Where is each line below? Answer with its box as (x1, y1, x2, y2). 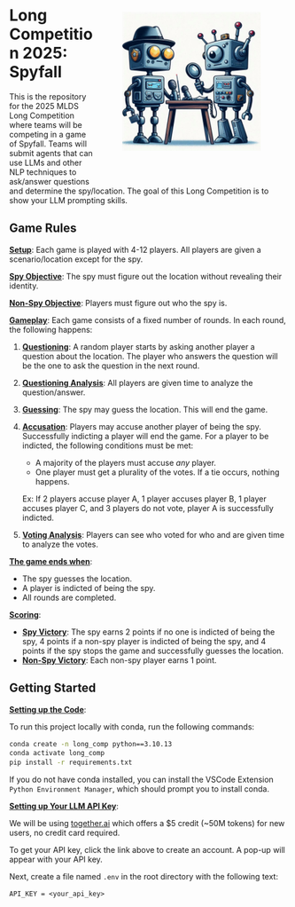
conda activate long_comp (9, 749, 105, 758)
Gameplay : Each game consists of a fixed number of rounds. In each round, (9, 314, 286, 325)
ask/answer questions (9, 176, 90, 186)
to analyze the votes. (21, 539, 99, 549)
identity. (9, 280, 39, 291)
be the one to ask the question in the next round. (21, 360, 200, 371)
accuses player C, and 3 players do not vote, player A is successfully (21, 502, 275, 513)
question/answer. (21, 387, 86, 398)
